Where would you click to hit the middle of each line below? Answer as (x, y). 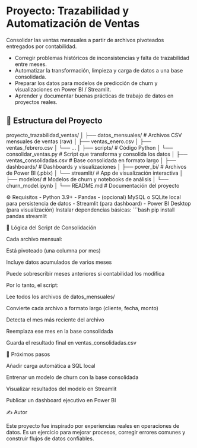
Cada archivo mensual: (34, 239)
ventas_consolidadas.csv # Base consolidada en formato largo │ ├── (91, 160)
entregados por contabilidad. (42, 46)
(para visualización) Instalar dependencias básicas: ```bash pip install (90, 210)
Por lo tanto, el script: (32, 285)
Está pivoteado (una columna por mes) (53, 250)
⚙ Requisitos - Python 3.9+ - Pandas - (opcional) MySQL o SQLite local (93, 197)
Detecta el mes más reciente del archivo (55, 320)
